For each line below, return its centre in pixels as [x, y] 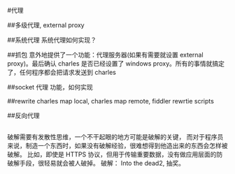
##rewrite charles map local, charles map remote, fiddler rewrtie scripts [111, 101]
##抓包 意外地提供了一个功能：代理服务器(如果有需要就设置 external [106, 55]
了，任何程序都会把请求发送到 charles [62, 72]
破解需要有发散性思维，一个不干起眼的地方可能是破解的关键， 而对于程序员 [115, 137]
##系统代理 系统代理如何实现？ [52, 40]
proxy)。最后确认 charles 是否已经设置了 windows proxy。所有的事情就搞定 [116, 64]
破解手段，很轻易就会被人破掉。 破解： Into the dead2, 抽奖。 [96, 164]
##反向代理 [23, 115]
